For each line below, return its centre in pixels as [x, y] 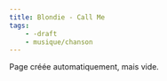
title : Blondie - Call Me [57, 17]
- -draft [41, 33]
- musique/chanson [59, 42]
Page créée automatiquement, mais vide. [84, 67]
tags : [19, 26]
